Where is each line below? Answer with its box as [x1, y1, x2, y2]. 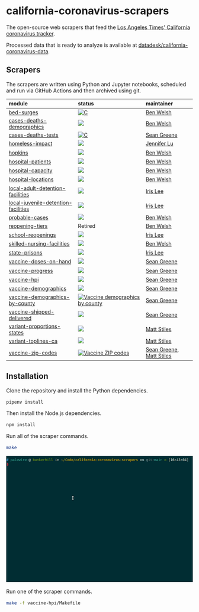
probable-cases [8, 214, 49, 221]
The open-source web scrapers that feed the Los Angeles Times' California [6, 24, 191, 31]
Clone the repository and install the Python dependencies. [6, 386, 148, 394]
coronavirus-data [6, 47, 49, 54]
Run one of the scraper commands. [6, 588, 93, 595]
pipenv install [6, 399, 44, 405]
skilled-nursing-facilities [8, 240, 70, 247]
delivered [8, 314, 32, 321]
